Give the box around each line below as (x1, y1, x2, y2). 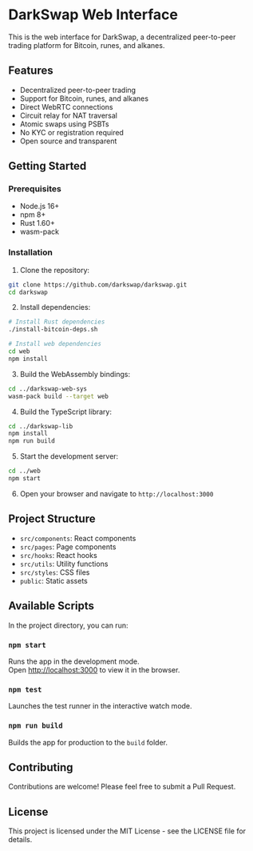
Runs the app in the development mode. (8, 656, 140, 666)
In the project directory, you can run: (8, 620, 128, 630)
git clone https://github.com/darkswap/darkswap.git (8, 280, 188, 289)
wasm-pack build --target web (8, 392, 109, 400)
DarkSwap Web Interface (8, 6, 178, 24)
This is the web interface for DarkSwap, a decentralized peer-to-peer (8, 32, 236, 42)
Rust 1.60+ (19, 219, 56, 228)
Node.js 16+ (19, 202, 60, 211)
